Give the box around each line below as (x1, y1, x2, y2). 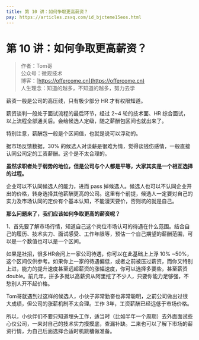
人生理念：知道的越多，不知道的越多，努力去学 (20, 84, 135, 92)
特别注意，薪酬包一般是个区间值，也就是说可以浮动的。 (6, 130, 141, 137)
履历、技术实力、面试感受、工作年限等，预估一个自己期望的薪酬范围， (16, 230, 188, 238)
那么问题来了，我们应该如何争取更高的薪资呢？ (6, 210, 120, 218)
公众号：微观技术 (20, 70, 63, 77)
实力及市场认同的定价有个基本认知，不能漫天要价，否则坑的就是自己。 (6, 197, 178, 205)
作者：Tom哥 (20, 62, 53, 70)
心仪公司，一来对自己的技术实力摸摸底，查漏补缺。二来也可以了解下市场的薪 (6, 320, 193, 328)
